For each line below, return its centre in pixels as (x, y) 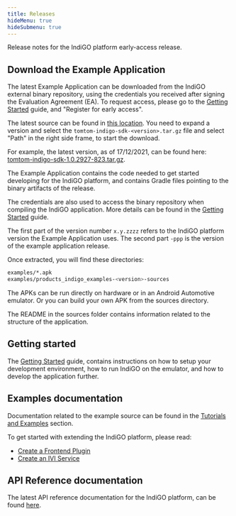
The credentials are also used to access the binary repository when (106, 202)
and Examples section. (40, 423)
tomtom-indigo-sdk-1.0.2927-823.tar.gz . (67, 160)
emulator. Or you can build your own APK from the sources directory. (108, 300)
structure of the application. (48, 322)
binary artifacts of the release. (51, 188)
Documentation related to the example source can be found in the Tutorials (117, 415)
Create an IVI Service (49, 458)
